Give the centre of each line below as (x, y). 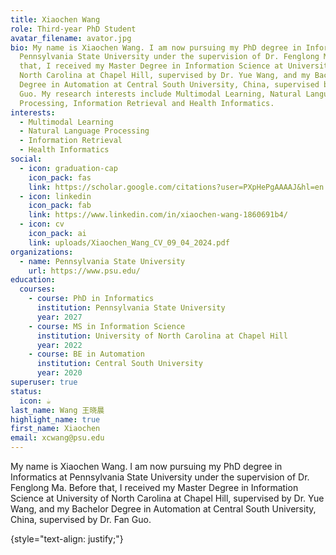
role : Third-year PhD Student (73, 29)
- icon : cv (42, 224)
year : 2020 (59, 373)
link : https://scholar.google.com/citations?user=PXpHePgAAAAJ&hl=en (176, 187)
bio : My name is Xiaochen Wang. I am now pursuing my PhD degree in (156, 47)
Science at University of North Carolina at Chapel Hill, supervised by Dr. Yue (167, 498)
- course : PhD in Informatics (91, 299)
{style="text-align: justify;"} (67, 539)
